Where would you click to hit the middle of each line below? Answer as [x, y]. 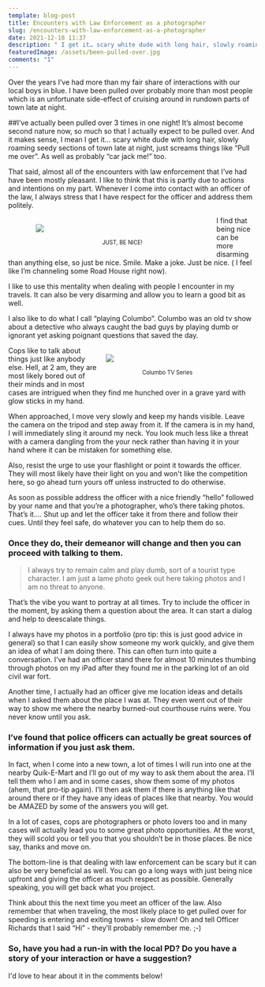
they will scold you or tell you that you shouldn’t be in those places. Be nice [130, 838]
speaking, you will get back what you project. [82, 887]
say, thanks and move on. [50, 847]
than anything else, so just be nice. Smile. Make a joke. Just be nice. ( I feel [130, 263]
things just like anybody [47, 359]
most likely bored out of [47, 376]
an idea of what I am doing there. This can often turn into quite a [112, 651]
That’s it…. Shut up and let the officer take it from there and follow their [123, 514]
